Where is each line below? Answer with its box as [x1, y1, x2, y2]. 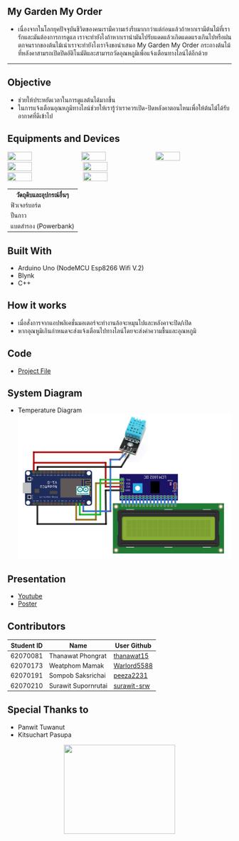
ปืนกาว [10, 211, 27, 220]
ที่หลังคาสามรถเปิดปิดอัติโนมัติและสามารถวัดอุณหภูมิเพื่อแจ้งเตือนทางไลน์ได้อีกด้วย [17, 49, 208, 57]
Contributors [7, 620, 66, 632]
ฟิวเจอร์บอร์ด [10, 201, 41, 210]
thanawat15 [113, 651, 149, 660]
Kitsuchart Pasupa [17, 730, 73, 739]
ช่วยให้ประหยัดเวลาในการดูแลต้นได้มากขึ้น [17, 96, 116, 104]
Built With [7, 245, 52, 257]
